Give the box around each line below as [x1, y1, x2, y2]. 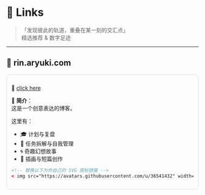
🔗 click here [11, 84, 41, 91]
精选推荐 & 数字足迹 [21, 34, 71, 41]
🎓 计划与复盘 [20, 130, 56, 138]
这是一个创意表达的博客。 [11, 104, 76, 112]
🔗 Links [6, 5, 44, 19]
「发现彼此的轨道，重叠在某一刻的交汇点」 [21, 26, 129, 34]
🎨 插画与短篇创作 [20, 155, 63, 162]
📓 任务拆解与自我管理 [20, 140, 74, 147]
